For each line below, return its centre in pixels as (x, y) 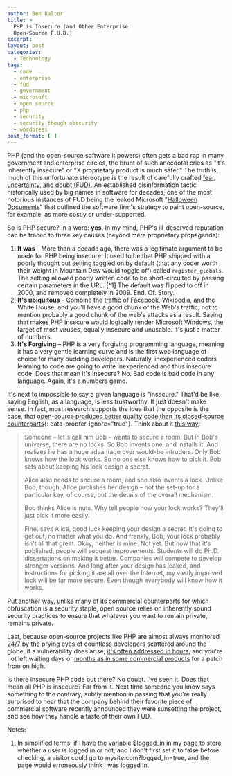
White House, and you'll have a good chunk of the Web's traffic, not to (117, 307)
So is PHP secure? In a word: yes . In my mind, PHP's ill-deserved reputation (115, 228)
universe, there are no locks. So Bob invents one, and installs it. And (121, 444)
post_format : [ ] (32, 136)
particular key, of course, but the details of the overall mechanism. (118, 495)
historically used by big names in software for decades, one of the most (110, 192)
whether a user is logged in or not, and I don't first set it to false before (118, 750)
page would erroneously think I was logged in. (83, 765)
